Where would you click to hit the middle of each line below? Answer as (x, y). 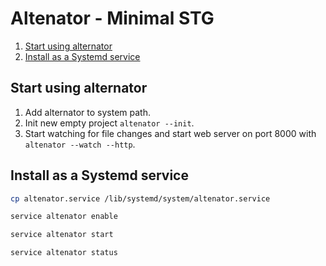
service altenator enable (64, 217)
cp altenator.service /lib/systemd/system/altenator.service (140, 198)
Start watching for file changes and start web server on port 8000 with (170, 133)
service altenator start (62, 235)
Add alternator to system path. (87, 112)
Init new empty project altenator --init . (109, 123)
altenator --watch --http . (80, 144)
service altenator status (64, 253)
